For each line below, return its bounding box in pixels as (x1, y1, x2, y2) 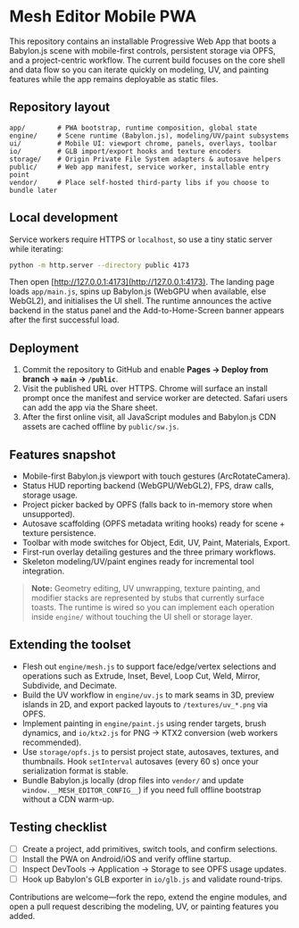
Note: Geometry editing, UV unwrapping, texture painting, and (30, 583, 261, 594)
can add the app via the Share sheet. (21, 402, 158, 413)
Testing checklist (9, 820, 107, 835)
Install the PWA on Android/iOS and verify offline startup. (21, 853, 232, 864)
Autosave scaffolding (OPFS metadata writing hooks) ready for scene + (21, 518, 286, 529)
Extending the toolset (9, 637, 131, 653)
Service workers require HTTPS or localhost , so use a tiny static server (9, 234, 273, 245)
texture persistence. (21, 528, 96, 539)
